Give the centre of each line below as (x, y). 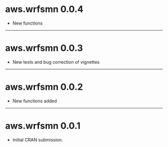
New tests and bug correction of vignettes (56, 62)
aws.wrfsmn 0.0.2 (44, 87)
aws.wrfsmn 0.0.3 (44, 48)
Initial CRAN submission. (38, 139)
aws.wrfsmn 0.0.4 (44, 9)
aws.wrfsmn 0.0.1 (43, 126)
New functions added (35, 101)
